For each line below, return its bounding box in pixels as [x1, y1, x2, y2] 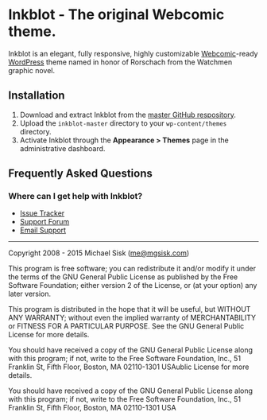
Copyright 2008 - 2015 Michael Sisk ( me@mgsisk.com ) [8, 248, 190, 258]
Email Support [19, 225, 66, 235]
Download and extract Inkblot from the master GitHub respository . [19, 110, 236, 119]
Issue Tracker [19, 208, 65, 218]
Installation [8, 89, 65, 103]
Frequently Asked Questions [8, 167, 153, 181]
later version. [8, 289, 52, 299]
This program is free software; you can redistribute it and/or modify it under [8, 264, 257, 274]
